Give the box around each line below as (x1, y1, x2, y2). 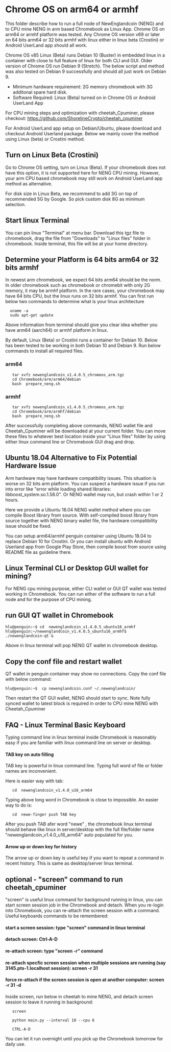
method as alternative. (5, 180, 53, 187)
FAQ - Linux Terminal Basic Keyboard (5, 721, 126, 729)
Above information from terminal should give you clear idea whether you (5, 322, 158, 328)
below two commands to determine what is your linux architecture (5, 299, 144, 305)
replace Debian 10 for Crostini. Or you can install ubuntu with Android (5, 538, 151, 544)
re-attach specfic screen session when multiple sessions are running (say (5, 960, 166, 966)
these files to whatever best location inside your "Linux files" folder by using (5, 433, 166, 439)
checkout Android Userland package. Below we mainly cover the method (5, 130, 159, 136)
